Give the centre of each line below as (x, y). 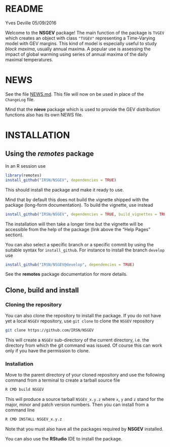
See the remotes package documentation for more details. (66, 274)
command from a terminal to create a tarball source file (63, 380)
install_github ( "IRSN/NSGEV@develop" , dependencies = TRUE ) (70, 265)
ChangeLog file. (20, 99)
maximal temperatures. (29, 59)
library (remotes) (24, 175)
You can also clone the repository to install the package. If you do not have (83, 316)
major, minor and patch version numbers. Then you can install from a (77, 405)
